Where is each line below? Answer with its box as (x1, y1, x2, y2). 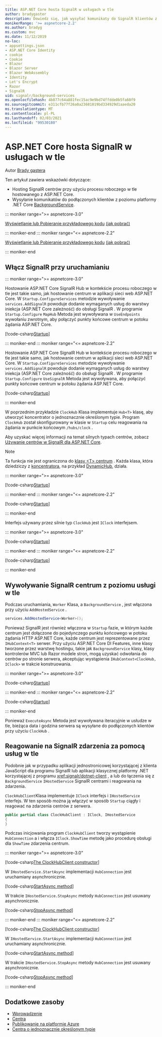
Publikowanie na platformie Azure (12, 1021, 80, 1027)
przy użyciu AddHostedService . (5, 607, 67, 613)
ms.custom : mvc (5, 30, 36, 35)
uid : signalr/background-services (5, 93, 75, 98)
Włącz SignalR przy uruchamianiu (5, 263, 110, 271)
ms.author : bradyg (5, 25, 42, 30)
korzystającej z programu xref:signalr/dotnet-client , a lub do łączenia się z (5, 773, 155, 779)
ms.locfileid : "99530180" (5, 120, 57, 125)
